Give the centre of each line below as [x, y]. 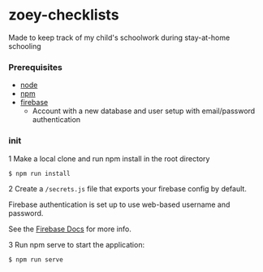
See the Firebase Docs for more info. [70, 229]
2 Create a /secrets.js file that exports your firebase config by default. [128, 188]
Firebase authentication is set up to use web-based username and [119, 204]
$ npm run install [39, 173]
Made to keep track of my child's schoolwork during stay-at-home [119, 37]
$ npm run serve [36, 259]
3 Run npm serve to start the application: [76, 244]
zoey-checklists [64, 15]
